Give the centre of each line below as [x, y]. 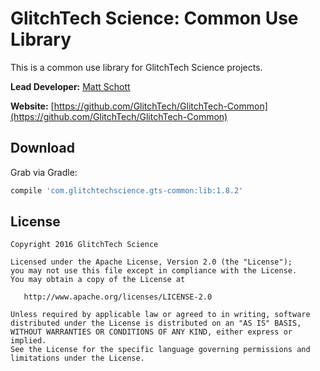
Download [42, 148]
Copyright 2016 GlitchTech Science [84, 245]
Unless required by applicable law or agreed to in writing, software [160, 315]
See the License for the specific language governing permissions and [160, 350]
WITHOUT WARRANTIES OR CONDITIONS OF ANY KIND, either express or [151, 332]
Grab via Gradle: [44, 172]
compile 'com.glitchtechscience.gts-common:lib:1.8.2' [127, 190]
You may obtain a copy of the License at [98, 280]
